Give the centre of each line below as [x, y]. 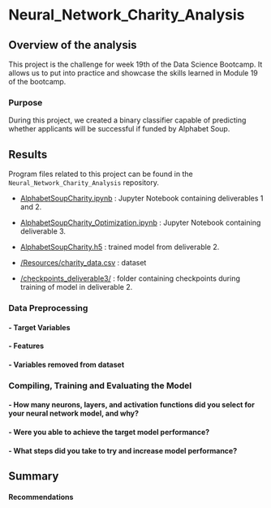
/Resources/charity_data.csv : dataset [83, 263]
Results [28, 155]
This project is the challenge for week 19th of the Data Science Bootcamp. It [135, 64]
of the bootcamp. [37, 82]
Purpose [26, 102]
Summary [34, 476]
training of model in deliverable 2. [76, 287]
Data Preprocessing [48, 308]
